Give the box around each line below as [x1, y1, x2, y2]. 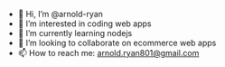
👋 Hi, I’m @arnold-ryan [17, 9, 104, 19]
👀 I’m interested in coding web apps [17, 18, 152, 29]
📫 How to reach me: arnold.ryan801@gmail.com [17, 48, 200, 58]
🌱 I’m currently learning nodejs [17, 28, 133, 38]
